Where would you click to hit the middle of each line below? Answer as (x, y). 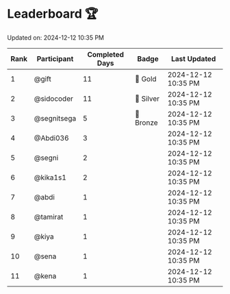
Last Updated (193, 58)
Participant (55, 58)
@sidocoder (54, 99)
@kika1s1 (50, 177)
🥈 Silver (147, 99)
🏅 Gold (145, 79)
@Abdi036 (52, 138)
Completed (106, 54)
